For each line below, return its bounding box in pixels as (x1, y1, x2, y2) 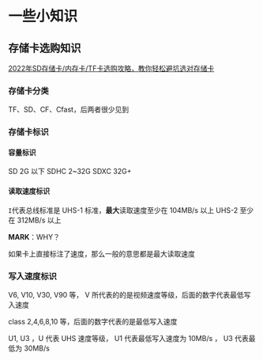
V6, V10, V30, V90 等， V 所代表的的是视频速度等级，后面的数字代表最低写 (8, 290, 251, 299)
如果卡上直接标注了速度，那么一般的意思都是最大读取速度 (8, 248, 195, 258)
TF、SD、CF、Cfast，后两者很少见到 (8, 104, 129, 115)
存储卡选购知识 (8, 41, 81, 55)
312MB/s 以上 (17, 215, 62, 225)
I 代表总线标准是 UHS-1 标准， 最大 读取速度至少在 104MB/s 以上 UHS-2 (8, 205, 239, 214)
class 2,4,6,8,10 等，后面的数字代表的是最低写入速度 (8, 316, 178, 326)
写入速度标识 (8, 271, 58, 282)
